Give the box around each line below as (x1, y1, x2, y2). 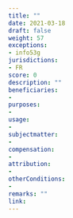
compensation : (8, 145, 56, 153)
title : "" (8, 11, 41, 20)
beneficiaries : (8, 85, 59, 94)
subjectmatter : (8, 130, 59, 138)
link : (8, 197, 26, 205)
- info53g (8, 49, 41, 57)
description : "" (8, 78, 62, 86)
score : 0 (8, 71, 37, 79)
